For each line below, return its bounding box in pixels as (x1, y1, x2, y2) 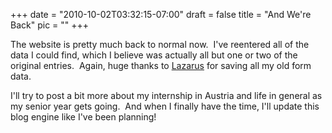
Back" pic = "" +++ (10, 19, 90, 31)
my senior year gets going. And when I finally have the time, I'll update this (10, 100, 320, 112)
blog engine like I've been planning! (10, 111, 157, 123)
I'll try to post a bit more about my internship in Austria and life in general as (10, 90, 323, 101)
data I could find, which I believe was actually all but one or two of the (10, 49, 298, 61)
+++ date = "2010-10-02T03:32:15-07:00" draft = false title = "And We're (10, 9, 312, 20)
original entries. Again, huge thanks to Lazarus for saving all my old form (10, 60, 312, 71)
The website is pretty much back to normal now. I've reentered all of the (10, 39, 310, 50)
